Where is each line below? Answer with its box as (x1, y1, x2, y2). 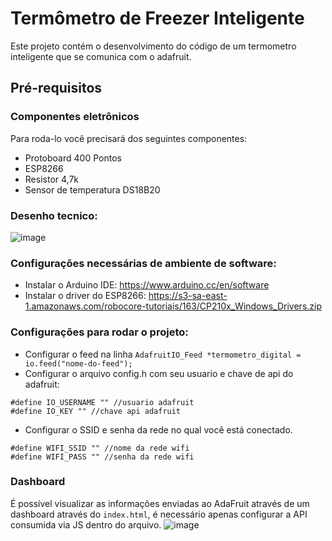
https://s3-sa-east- (148, 290, 228, 302)
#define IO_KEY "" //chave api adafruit (10, 406, 182, 416)
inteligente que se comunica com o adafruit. (10, 50, 192, 62)
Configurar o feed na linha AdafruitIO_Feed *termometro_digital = (24, 348, 302, 360)
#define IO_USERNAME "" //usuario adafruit (10, 397, 195, 407)
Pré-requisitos (10, 80, 103, 97)
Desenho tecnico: (10, 208, 98, 222)
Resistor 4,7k (24, 173, 79, 185)
